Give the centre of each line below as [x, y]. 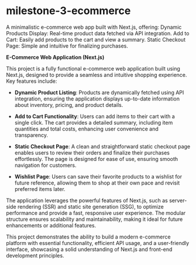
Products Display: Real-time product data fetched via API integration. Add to [98, 33]
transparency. [31, 135]
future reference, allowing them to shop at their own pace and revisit [97, 183]
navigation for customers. [46, 165]
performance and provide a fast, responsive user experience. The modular [96, 213]
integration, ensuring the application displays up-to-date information [97, 99]
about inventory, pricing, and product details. [69, 105]
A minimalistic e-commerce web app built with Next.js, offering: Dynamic [94, 27]
